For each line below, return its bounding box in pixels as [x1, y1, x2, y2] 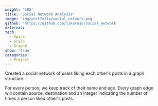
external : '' [5, 25, 32, 30]
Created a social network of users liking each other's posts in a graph [5, 70, 144, 76]
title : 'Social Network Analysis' [5, 12, 75, 17]
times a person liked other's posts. [5, 96, 74, 102]
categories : [5, 52, 29, 58]
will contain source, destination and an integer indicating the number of [5, 90, 148, 96]
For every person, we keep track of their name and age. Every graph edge [5, 85, 154, 91]
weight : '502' [5, 7, 34, 12]
